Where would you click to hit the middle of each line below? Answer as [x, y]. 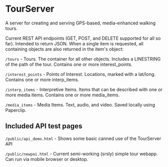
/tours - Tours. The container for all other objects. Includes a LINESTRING [83, 59]
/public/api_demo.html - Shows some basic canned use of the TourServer [83, 138]
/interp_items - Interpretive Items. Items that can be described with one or [84, 89]
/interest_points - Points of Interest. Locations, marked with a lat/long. [80, 74]
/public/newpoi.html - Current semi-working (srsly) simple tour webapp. [82, 154]
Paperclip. [16, 110]
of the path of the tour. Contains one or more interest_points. [69, 64]
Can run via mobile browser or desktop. [47, 159]
